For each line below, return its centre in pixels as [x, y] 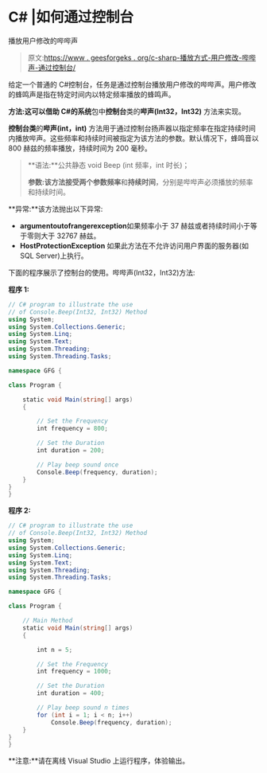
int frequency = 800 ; [73, 429]
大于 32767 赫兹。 [71, 236]
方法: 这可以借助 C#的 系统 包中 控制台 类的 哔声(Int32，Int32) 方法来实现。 [127, 111]
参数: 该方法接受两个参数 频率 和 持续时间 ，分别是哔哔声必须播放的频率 [140, 182]
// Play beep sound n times [83, 708]
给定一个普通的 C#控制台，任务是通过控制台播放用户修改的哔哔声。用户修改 [132, 84]
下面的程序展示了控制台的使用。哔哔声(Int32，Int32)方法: [102, 272]
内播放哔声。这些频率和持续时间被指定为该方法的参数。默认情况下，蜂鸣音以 [133, 138]
